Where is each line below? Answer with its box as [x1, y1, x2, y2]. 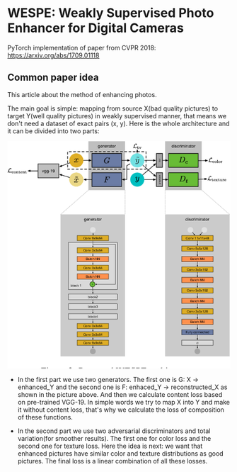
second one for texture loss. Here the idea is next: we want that [17, 442, 203, 451]
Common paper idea [7, 72, 99, 84]
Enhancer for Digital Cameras [7, 20, 184, 36]
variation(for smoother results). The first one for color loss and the [17, 434, 212, 443]
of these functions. [17, 413, 73, 422]
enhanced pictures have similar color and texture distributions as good [17, 449, 224, 458]
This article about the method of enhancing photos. [7, 90, 157, 99]
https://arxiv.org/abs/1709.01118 [7, 51, 100, 60]
